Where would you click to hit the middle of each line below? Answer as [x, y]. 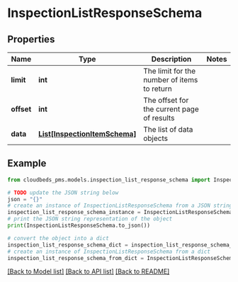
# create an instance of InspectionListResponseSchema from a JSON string [120, 206]
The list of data [168, 129]
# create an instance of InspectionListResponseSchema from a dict [109, 252]
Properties [31, 39]
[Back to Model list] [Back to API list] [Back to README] [89, 271]
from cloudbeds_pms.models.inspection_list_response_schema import [109, 180]
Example [27, 163]
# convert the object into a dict [58, 238]
